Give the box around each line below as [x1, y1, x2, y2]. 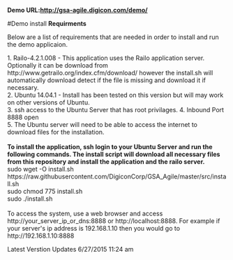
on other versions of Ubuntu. [7, 98, 90, 107]
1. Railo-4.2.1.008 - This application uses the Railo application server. [7, 54, 205, 62]
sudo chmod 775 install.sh [7, 188, 83, 195]
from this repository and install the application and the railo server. [7, 158, 205, 166]
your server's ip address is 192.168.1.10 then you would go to [7, 224, 180, 232]
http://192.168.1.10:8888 [7, 231, 75, 240]
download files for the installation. [7, 128, 105, 136]
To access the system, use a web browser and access [7, 209, 163, 217]
